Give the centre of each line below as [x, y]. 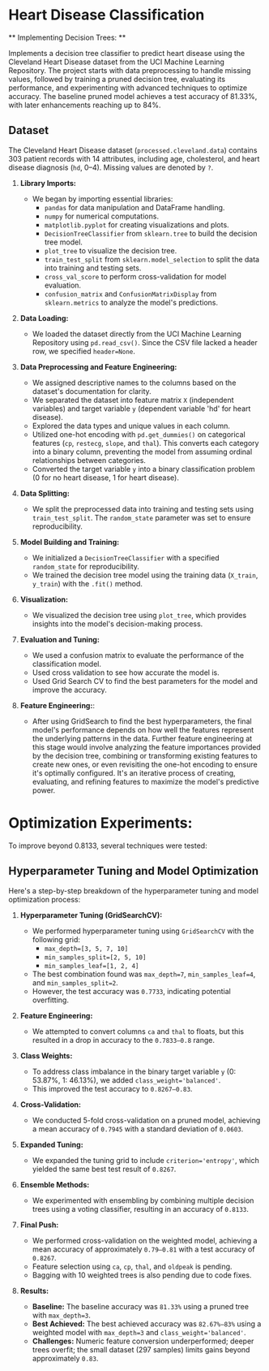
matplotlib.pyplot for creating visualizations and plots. [137, 224]
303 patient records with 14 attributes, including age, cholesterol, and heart [134, 158]
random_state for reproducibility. [86, 566]
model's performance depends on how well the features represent [143, 729]
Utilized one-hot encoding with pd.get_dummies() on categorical [139, 434]
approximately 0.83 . [65, 1358]
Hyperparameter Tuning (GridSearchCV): [91, 915]
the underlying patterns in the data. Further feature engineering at [142, 738]
